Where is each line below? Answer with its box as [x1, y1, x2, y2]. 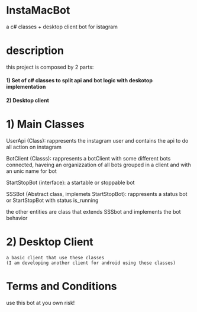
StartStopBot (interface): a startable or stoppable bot [6, 179, 135, 186]
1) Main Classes [6, 118, 85, 131]
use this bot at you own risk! [6, 299, 75, 306]
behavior [6, 214, 28, 221]
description [6, 44, 64, 57]
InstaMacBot [6, 4, 70, 17]
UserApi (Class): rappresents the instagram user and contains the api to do [6, 137, 189, 144]
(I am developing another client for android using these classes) [6, 260, 176, 266]
